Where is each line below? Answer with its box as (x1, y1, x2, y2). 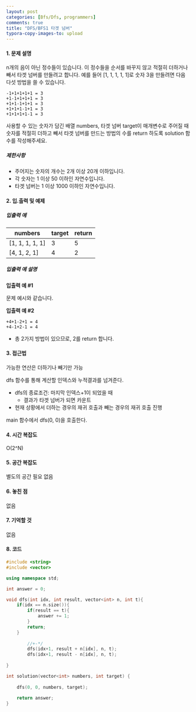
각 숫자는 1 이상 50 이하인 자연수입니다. (14, 175, 105, 182)
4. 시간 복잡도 (6, 431, 38, 438)
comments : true (6, 20, 44, 25)
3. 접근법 (6, 349, 26, 357)
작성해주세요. (16, 137, 48, 144)
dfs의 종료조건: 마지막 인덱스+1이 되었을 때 (14, 389, 113, 396)
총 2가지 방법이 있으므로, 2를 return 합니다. (14, 335, 114, 342)
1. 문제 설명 (6, 50, 32, 57)
